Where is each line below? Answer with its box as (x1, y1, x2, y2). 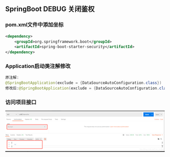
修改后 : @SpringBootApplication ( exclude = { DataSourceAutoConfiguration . (5, 86, 159, 91)
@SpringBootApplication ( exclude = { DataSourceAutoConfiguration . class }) (5, 81, 162, 86)
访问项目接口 (5, 99, 37, 106)
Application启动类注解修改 (5, 63, 71, 70)
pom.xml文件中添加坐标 (5, 21, 64, 28)
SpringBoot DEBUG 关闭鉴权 (5, 5, 95, 14)
